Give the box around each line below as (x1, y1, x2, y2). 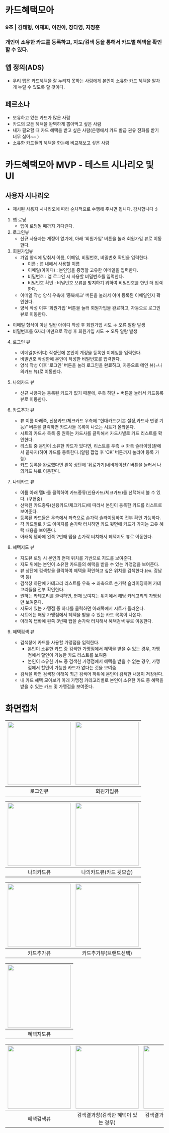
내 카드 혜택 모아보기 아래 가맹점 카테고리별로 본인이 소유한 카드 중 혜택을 (20, 677, 164, 683)
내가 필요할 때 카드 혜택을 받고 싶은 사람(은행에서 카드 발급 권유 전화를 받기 (12, 127, 159, 133)
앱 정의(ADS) (5, 64, 44, 72)
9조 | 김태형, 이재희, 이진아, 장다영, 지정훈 (5, 24, 100, 31)
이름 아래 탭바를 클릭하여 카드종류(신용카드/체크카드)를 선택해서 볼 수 (20, 489, 155, 495)
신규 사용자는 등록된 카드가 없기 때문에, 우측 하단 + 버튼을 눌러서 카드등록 (20, 390, 164, 396)
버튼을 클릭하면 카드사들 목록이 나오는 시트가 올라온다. (29, 424, 135, 430)
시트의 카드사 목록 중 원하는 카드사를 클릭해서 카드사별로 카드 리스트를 (20, 430, 157, 436)
